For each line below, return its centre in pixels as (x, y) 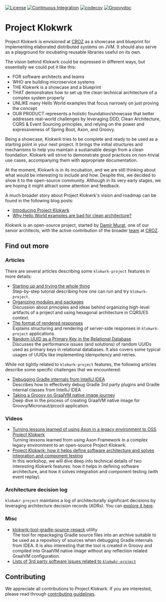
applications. (42, 334)
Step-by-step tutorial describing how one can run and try (71, 291)
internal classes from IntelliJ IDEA (47, 390)
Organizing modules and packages (48, 302)
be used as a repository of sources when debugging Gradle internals (83, 540)
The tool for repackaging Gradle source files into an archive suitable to (84, 535)
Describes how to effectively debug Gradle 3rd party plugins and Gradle (86, 384)
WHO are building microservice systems (54, 82)
